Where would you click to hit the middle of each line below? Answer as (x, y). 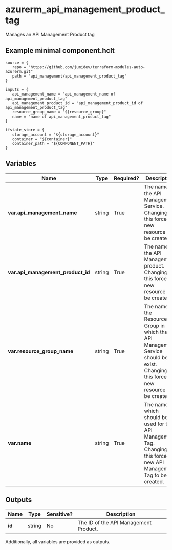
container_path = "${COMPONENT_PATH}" (53, 143)
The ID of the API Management (115, 523)
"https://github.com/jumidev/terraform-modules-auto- (87, 67)
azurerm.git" (19, 71)
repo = (19, 67)
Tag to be (156, 475)
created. (154, 481)
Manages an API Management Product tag (50, 34)
